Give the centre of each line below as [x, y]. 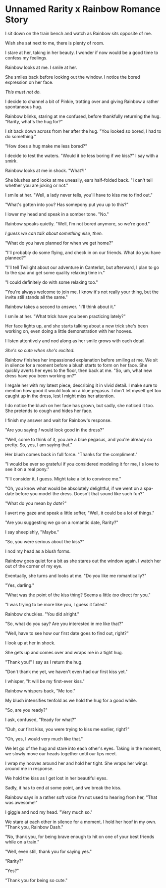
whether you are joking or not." [37, 185]
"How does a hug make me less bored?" [46, 146]
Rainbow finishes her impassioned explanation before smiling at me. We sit [82, 360]
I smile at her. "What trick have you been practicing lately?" [66, 316]
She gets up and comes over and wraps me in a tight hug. [64, 652]
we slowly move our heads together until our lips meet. [61, 753]
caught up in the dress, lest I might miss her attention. [60, 396]
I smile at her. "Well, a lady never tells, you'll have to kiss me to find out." [79, 195]
